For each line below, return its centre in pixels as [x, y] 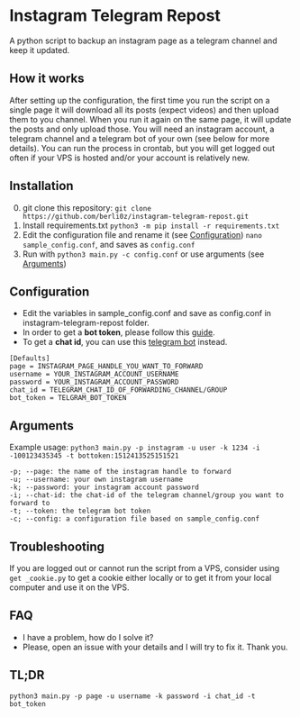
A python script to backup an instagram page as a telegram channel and [143, 41]
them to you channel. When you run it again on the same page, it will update [150, 119]
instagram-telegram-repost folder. [86, 323]
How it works [47, 79]
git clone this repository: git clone [86, 207]
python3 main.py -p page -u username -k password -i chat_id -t [132, 696]
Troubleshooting [57, 546]
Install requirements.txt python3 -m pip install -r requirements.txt [151, 225]
